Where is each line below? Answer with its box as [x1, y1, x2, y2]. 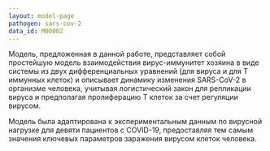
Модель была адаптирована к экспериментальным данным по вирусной [8, 117, 263, 127]
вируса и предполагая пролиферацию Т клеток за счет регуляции [8, 93, 238, 102]
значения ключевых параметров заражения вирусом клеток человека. [8, 134, 258, 144]
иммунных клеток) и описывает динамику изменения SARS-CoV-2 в [8, 75, 246, 85]
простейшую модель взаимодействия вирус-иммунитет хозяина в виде [8, 58, 259, 67]
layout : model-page [8, 11, 75, 20]
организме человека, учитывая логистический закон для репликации [8, 84, 252, 93]
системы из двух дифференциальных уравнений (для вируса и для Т [8, 67, 249, 76]
